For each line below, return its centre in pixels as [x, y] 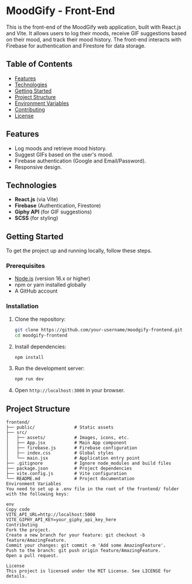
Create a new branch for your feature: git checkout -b [76, 535]
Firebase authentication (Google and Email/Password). [80, 161]
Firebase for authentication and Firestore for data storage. [76, 46]
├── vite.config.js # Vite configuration [66, 474]
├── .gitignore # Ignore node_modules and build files [89, 464]
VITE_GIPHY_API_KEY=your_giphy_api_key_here [61, 520]
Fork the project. [28, 530]
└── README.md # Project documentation [70, 479]
